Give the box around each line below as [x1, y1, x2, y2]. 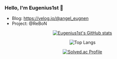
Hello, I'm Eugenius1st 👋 [4, 4, 64, 11]
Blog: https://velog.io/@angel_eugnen [11, 16, 89, 21]
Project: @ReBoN [11, 20, 47, 26]
